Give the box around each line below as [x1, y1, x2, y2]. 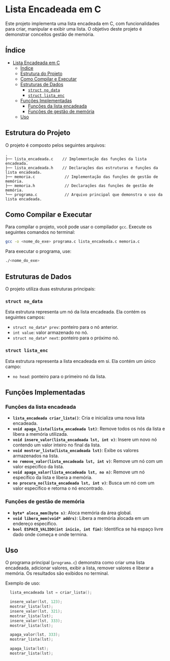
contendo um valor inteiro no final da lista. [12, 442, 101, 448]
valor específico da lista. [12, 464, 65, 470]
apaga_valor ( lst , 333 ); [10, 632, 60, 638]
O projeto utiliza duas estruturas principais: [5, 285, 96, 292]
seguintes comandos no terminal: [5, 229, 75, 235]
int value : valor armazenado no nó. [12, 330, 89, 336]
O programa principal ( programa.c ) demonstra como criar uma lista [5, 560, 145, 566]
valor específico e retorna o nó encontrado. [12, 485, 104, 491]
